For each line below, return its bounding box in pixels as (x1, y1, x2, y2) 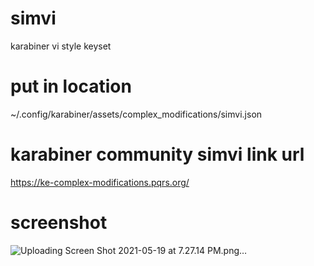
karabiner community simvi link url (10, 143, 305, 166)
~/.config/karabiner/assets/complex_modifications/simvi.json (10, 108, 263, 120)
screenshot (10, 212, 108, 234)
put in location (10, 75, 132, 98)
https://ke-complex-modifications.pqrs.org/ (10, 176, 190, 188)
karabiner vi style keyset (10, 40, 112, 52)
